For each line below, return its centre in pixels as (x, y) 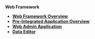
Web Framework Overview (40, 16)
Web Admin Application (37, 26)
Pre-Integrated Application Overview (51, 21)
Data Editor (24, 32)
